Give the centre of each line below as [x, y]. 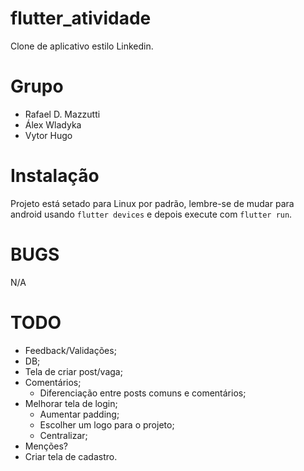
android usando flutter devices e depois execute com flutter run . [151, 214]
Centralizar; [63, 435]
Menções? [46, 446]
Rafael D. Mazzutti [62, 114]
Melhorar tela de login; [71, 403]
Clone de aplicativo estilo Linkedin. [82, 46]
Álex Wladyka [53, 124]
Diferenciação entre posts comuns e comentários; [143, 393]
